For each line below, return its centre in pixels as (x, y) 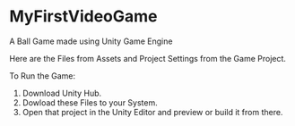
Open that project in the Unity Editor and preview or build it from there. (152, 112)
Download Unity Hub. (62, 93)
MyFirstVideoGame (84, 17)
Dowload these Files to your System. (90, 102)
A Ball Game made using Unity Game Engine (91, 41)
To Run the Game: (43, 76)
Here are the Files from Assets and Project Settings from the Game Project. (148, 58)
